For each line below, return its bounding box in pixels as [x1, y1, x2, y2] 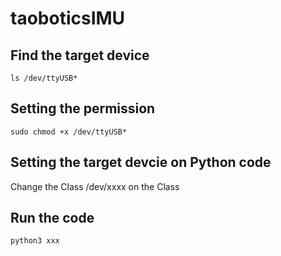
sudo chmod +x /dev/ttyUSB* [10, 127, 128, 137]
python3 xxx [10, 236, 60, 246]
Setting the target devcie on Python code [10, 154, 272, 171]
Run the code [10, 210, 95, 227]
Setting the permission [10, 100, 156, 117]
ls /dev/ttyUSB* [10, 73, 78, 83]
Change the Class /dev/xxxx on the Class [10, 180, 180, 192]
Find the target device [10, 47, 150, 64]
